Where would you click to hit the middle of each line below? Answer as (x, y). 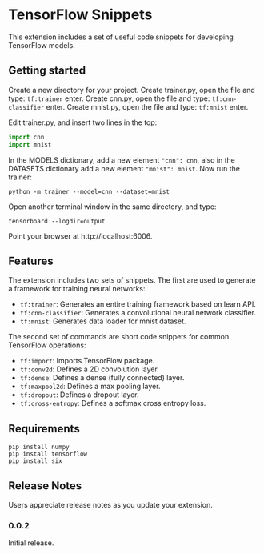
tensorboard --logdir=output (57, 221)
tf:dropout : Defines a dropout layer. (79, 395)
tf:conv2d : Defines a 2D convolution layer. (90, 369)
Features (31, 261)
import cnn (26, 137)
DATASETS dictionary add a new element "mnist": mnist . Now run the (124, 168)
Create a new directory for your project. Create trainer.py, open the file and (132, 90)
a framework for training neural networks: (77, 289)
